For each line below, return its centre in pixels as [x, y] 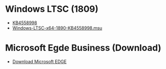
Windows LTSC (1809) [52, 9]
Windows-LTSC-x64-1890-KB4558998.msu [57, 28]
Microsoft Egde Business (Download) [83, 48]
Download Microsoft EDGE [39, 61]
